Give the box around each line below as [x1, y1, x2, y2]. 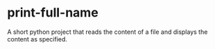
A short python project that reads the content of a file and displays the [7, 28, 208, 36]
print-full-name [7, 5, 98, 21]
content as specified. [7, 35, 68, 43]
